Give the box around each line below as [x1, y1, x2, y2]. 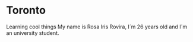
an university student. [6, 29, 59, 36]
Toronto [6, 4, 46, 17]
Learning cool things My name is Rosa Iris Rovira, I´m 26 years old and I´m [6, 23, 188, 30]
